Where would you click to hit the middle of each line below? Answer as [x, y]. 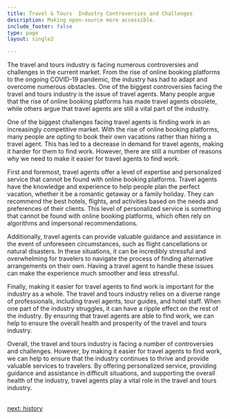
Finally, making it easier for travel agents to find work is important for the [111, 287]
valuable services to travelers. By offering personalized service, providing [112, 366]
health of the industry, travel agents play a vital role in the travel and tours [112, 380]
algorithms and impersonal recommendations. [73, 223]
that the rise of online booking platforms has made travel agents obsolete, [112, 101]
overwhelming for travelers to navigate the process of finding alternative [110, 258]
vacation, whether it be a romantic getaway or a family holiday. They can [111, 194]
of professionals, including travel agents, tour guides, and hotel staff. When [114, 301]
